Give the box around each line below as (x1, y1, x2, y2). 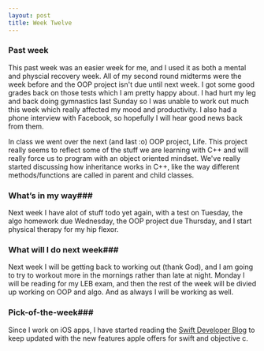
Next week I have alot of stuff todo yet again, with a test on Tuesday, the (8, 208, 243, 218)
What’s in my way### (8, 190, 93, 201)
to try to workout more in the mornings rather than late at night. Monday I (8, 271, 246, 280)
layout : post (8, 11, 51, 20)
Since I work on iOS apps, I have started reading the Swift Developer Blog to (8, 325, 255, 334)
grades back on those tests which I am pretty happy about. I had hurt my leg (8, 88, 256, 97)
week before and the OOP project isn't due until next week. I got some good (8, 80, 255, 89)
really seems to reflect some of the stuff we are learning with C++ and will (8, 145, 249, 155)
